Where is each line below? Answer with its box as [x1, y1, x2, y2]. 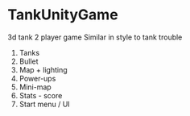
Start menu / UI [19, 99, 70, 109]
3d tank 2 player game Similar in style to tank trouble [7, 32, 183, 42]
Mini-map [19, 82, 52, 92]
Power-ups [19, 73, 56, 83]
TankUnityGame [7, 6, 118, 24]
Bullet [19, 56, 39, 66]
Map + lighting [19, 64, 68, 74]
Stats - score [19, 90, 63, 100]
